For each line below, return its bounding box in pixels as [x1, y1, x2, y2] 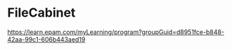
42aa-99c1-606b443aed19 [7, 35, 86, 43]
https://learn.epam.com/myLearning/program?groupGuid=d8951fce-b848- [7, 28, 225, 36]
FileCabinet [7, 5, 76, 21]
